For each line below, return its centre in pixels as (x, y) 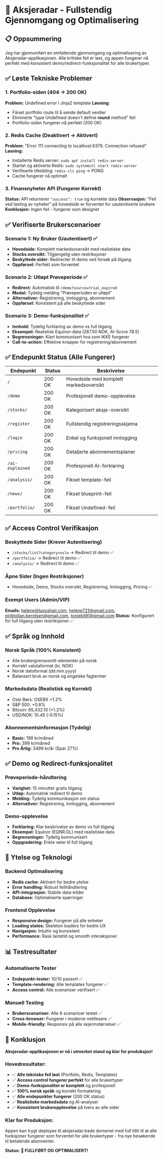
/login (15, 438)
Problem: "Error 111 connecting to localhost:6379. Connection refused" (76, 146)
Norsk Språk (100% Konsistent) (43, 650)
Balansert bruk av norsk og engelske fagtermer (59, 676)
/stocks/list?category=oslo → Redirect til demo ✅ (63, 553)
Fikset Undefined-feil (91, 508)
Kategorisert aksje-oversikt (98, 410)
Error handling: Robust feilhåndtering (49, 887)
